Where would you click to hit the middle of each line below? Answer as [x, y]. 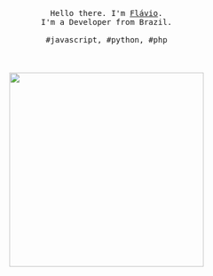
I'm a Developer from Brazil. [106, 22]
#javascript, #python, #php [106, 39]
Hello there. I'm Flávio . [106, 13]
